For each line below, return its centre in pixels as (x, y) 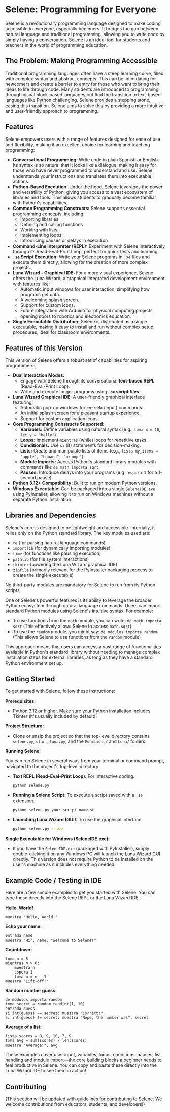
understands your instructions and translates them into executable (82, 176)
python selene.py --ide (38, 829)
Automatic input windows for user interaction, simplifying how (85, 289)
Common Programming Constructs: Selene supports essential (79, 208)
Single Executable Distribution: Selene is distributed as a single (80, 321)
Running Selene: (23, 751)
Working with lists (39, 230)
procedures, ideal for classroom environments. (61, 332)
